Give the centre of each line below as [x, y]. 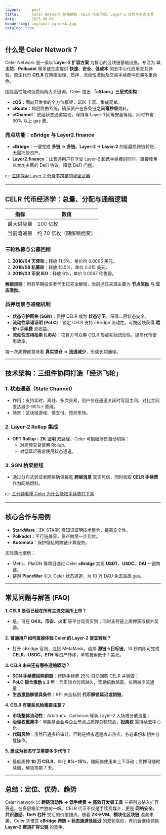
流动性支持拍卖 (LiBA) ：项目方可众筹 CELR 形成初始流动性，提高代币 [82, 335]
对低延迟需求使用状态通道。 [48, 451]
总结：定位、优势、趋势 [41, 789]
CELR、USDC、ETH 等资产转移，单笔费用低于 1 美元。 [68, 655]
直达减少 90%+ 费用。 [35, 407]
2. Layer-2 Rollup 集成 [32, 427]
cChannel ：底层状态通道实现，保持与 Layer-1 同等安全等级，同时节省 [83, 114]
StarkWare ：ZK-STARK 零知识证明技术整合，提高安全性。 [71, 530]
